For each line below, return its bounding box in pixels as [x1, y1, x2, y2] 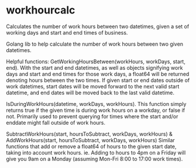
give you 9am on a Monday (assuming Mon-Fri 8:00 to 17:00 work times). [6, 155, 183, 162]
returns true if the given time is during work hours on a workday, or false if [6, 107, 185, 114]
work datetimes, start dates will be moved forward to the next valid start [6, 83, 180, 90]
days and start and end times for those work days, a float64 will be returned [6, 70, 190, 77]
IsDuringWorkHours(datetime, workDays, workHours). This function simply [6, 100, 187, 107]
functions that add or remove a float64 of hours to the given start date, [6, 143, 177, 150]
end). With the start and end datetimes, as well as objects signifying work [6, 64, 183, 71]
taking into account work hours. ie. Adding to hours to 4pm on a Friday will [6, 149, 186, 156]
